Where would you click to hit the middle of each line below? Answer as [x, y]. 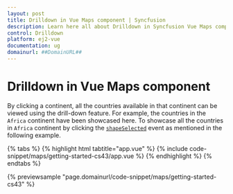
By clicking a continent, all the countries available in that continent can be [112, 105]
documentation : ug [34, 46]
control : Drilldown [35, 33]
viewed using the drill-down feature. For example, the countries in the [107, 113]
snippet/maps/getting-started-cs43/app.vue [71, 156]
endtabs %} [24, 163]
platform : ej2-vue [34, 39]
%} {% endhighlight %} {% [174, 156]
